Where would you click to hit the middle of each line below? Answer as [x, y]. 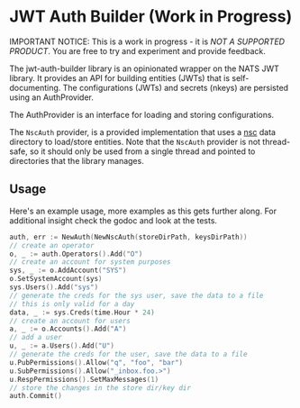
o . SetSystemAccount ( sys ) [56, 279]
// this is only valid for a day [72, 304]
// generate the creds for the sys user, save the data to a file [136, 295]
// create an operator [52, 245]
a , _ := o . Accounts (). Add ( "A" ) [68, 329]
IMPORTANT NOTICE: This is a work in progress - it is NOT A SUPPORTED [147, 41]
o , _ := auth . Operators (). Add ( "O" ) [76, 254]
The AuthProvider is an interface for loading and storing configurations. [142, 114]
